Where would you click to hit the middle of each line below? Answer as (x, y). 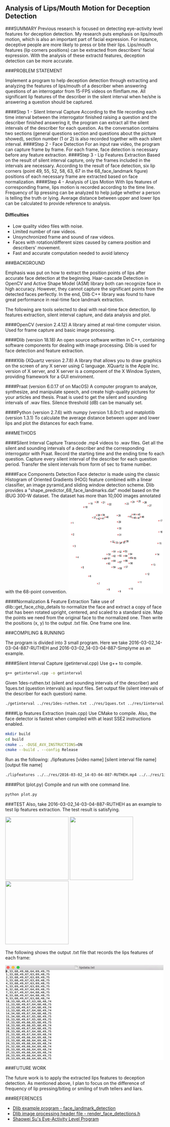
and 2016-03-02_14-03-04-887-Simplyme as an (100, 648)
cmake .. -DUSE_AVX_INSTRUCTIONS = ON (44, 744)
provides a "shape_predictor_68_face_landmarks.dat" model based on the (82, 491)
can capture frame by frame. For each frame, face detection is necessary (82, 149)
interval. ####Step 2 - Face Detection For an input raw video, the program (83, 144)
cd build (14, 739)
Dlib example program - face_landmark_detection (64, 1108)
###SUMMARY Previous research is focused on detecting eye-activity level (84, 28)
